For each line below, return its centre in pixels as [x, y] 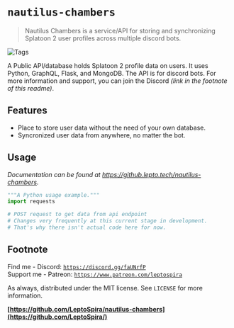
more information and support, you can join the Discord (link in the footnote [117, 81]
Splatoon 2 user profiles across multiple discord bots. [103, 38]
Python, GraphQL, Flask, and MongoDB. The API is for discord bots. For [112, 73]
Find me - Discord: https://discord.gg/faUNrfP [77, 266]
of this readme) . [31, 88]
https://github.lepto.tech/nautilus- [151, 174]
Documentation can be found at [54, 174]
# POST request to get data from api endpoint [77, 215]
